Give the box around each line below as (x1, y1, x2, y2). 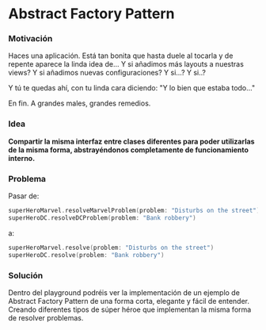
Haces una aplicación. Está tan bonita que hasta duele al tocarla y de (8, 51, 234, 60)
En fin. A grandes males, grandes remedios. (8, 98, 151, 108)
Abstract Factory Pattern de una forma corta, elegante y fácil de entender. (8, 296, 250, 305)
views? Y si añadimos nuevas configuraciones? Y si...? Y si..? (8, 68, 206, 78)
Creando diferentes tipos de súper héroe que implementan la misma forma (8, 305, 252, 314)
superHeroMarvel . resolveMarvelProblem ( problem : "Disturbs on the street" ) (8, 207, 260, 215)
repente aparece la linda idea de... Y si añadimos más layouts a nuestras (8, 59, 244, 69)
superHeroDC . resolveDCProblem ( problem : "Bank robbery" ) (8, 213, 196, 222)
